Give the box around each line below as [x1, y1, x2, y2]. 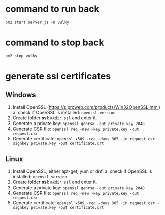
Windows [5, 90, 36, 99]
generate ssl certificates [5, 71, 111, 82]
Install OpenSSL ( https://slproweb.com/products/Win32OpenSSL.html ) [12, 104, 161, 110]
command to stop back [5, 37, 104, 48]
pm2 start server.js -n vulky [5, 20, 70, 25]
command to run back [5, 3, 100, 15]
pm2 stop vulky [5, 53, 38, 58]
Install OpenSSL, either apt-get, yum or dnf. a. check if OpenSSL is [12, 168, 152, 174]
